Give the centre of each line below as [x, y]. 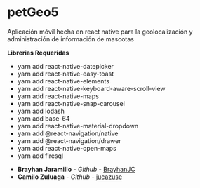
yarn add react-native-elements [64, 81]
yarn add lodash [41, 111]
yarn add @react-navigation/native [68, 133]
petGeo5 [33, 12]
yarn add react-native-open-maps [67, 148]
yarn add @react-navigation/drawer [69, 140]
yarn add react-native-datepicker [66, 66]
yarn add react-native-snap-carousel [71, 103]
